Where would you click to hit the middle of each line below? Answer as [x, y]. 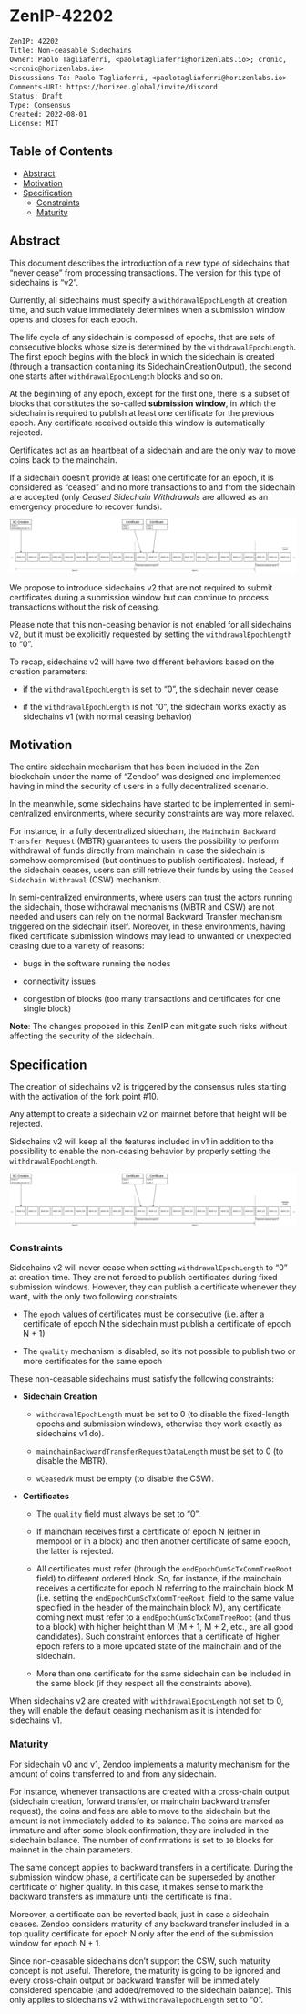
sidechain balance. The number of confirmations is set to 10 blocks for [142, 1840]
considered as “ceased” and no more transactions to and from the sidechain [153, 487]
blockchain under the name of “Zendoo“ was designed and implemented [145, 777]
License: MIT [34, 123]
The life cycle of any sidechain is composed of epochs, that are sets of [143, 337]
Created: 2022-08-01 [49, 114]
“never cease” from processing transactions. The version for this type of [145, 272]
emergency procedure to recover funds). [86, 506]
